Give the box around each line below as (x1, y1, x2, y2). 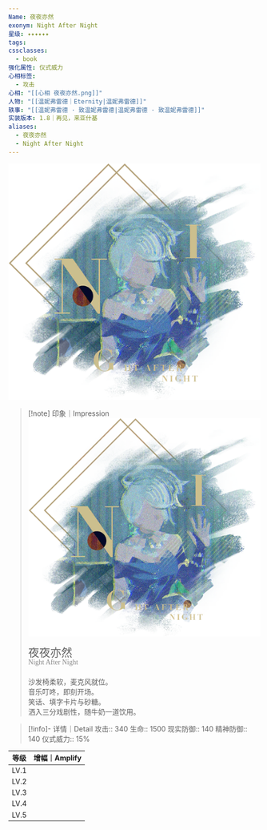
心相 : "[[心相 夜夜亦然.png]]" (8, 89, 103, 97)
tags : (8, 38, 26, 46)
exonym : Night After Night (8, 21, 98, 30)
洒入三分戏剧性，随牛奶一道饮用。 (27, 707, 141, 716)
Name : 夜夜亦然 (8, 13, 54, 21)
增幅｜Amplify (33, 753, 82, 763)
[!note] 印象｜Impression (27, 409, 110, 418)
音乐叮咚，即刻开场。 (27, 687, 98, 696)
